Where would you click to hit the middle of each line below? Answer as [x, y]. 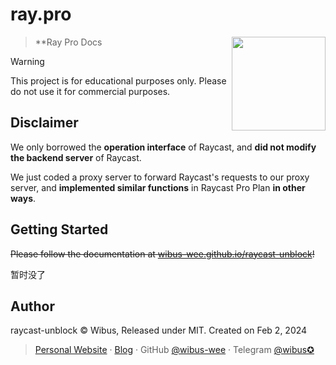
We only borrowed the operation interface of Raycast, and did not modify [163, 147]
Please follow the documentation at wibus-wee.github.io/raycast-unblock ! [162, 254]
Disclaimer [44, 123]
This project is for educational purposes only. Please [118, 80]
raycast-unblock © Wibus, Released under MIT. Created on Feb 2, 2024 [159, 330]
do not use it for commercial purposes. [90, 91]
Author [32, 306]
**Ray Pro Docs [68, 42]
